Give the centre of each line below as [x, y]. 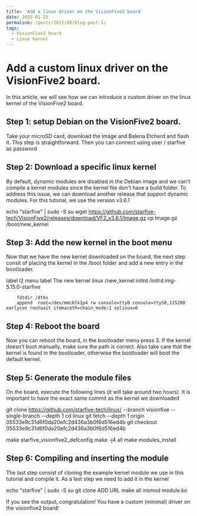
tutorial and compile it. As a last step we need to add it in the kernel [88, 479]
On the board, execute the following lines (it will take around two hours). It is [98, 392]
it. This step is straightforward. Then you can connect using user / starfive [96, 142]
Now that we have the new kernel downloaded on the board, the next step [96, 257]
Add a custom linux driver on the [87, 68]
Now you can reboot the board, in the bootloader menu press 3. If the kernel [98, 340]
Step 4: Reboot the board [53, 326]
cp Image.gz [162, 218]
